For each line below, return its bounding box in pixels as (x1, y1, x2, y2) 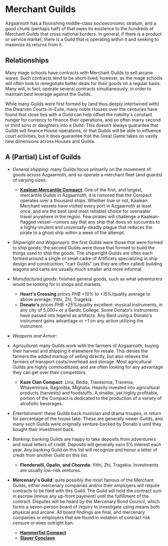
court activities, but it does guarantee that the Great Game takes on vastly (5, 132, 158, 139)
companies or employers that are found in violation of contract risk (12, 514, 150, 520)
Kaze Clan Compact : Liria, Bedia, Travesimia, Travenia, (20, 379, 134, 385)
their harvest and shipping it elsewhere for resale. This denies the (12, 348, 148, 354)
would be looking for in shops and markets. (12, 281, 102, 287)
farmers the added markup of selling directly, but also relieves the (12, 353, 149, 359)
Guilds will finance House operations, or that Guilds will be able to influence (5, 127, 161, 133)
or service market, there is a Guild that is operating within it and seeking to (5, 36, 159, 42)
